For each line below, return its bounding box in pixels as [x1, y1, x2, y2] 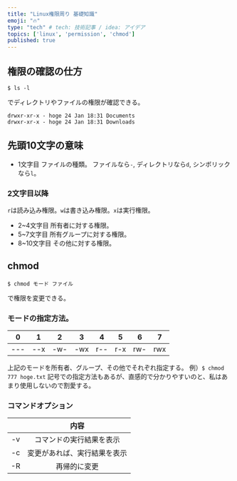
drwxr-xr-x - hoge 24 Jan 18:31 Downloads [7, 118, 135, 126]
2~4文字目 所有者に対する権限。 [17, 221, 113, 230]
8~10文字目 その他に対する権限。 [17, 239, 116, 248]
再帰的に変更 [56, 462, 99, 472]
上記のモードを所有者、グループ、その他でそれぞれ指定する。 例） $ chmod [7, 363, 224, 372]
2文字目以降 [7, 188, 49, 198]
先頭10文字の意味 [7, 140, 84, 152]
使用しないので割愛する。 [19, 381, 95, 390]
